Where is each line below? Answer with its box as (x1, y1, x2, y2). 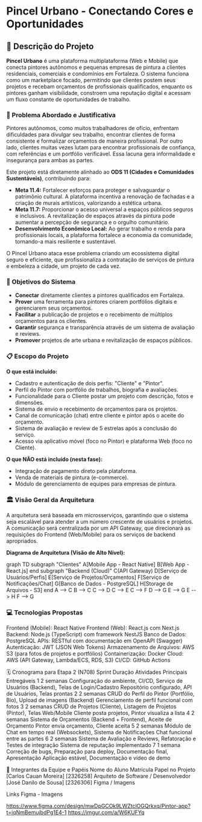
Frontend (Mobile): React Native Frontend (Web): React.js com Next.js (6, 624, 180, 631)
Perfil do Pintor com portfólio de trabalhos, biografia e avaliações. (14, 386, 179, 393)
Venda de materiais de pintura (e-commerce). (14, 474, 128, 481)
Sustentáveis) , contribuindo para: (6, 175, 91, 182)
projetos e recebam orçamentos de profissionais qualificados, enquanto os (6, 83, 193, 90)
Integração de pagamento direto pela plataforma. (14, 467, 137, 474)
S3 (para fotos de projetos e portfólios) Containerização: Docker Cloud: (6, 650, 184, 657)
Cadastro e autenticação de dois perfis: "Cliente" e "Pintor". (14, 379, 164, 387)
